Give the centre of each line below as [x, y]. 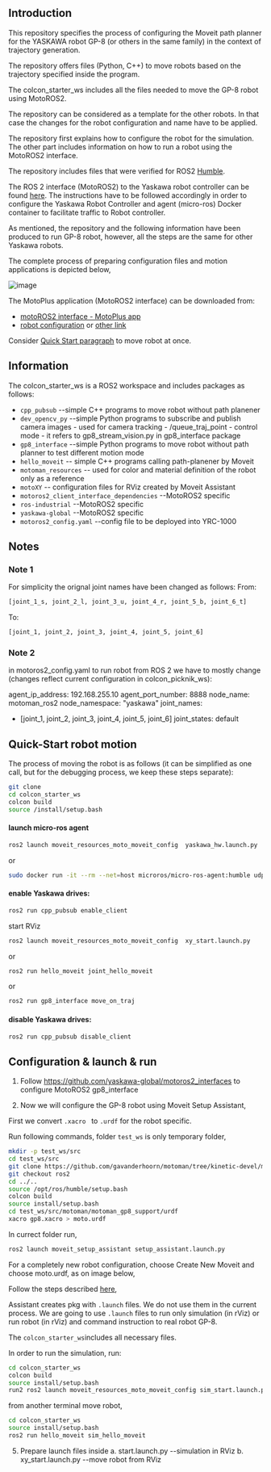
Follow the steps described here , [63, 1289]
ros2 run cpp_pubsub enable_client [68, 910]
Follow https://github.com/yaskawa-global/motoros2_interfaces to [130, 1081]
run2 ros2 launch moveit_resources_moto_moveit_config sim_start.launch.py [138, 1390]
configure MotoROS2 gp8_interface [79, 1090]
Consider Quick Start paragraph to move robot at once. [100, 340]
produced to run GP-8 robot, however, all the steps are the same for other [131, 237]
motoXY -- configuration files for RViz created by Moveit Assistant [128, 487]
